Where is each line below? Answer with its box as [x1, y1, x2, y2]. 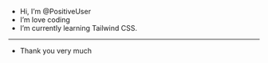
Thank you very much [19, 46, 92, 55]
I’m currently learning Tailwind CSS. [19, 24, 138, 32]
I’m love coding [19, 15, 70, 24]
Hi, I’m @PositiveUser [19, 7, 92, 16]
